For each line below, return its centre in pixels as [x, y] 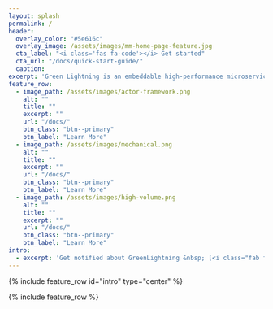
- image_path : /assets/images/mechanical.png [94, 144]
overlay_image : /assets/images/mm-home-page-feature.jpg [114, 46]
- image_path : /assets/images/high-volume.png [96, 197]
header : [22, 31]
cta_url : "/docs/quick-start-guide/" [80, 62]
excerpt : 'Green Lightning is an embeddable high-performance [116, 76]
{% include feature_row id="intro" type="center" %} [96, 281]
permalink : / [30, 24]
